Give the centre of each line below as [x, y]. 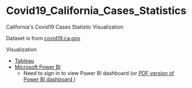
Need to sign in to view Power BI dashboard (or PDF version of [99, 73]
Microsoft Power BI [37, 67]
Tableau [24, 61]
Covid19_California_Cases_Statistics [96, 11]
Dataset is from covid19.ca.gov [43, 38]
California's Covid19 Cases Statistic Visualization [65, 27]
